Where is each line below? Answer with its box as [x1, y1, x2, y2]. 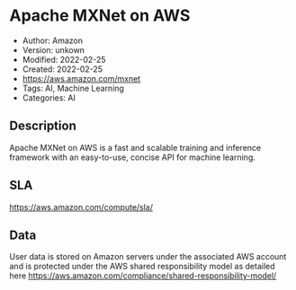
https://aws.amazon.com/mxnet [22, 73, 141, 83]
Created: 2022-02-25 [22, 64, 103, 75]
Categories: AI [22, 92, 76, 103]
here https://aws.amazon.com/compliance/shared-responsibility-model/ [9, 270, 277, 281]
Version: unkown [22, 44, 85, 55]
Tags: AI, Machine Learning [22, 83, 124, 93]
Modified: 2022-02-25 [22, 54, 106, 65]
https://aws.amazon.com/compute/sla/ [9, 201, 154, 212]
